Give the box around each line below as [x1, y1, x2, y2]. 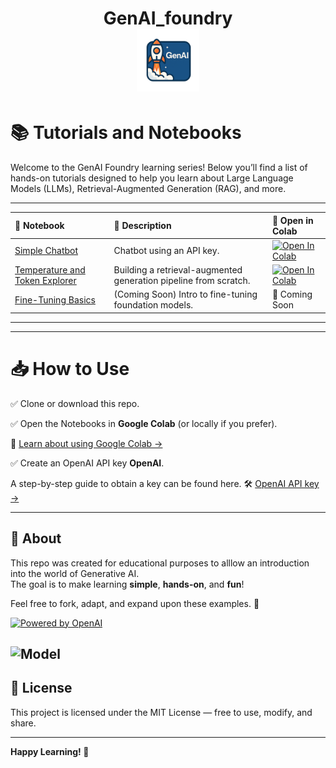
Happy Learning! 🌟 [10, 745, 90, 757]
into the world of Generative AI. [10, 567, 140, 579]
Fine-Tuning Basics [14, 293, 96, 306]
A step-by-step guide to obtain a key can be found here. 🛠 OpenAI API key [10, 477, 320, 489]
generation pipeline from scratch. [113, 275, 251, 287]
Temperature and [14, 264, 86, 276]
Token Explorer [14, 275, 77, 287]
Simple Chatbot [14, 245, 79, 257]
